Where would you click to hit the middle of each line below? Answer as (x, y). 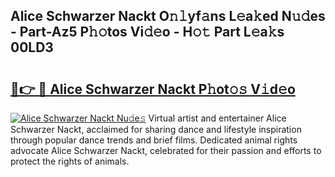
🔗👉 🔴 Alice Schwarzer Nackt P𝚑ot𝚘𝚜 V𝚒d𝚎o (153, 89)
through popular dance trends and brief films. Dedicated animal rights (154, 140)
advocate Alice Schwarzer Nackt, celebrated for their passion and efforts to (166, 150)
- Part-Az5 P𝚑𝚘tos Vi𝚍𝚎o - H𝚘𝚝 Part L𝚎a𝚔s (147, 32)
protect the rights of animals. (70, 161)
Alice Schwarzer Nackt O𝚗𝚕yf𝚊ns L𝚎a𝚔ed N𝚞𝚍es (168, 16)
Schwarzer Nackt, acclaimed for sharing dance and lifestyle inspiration (156, 129)
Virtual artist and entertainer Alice (217, 118)
